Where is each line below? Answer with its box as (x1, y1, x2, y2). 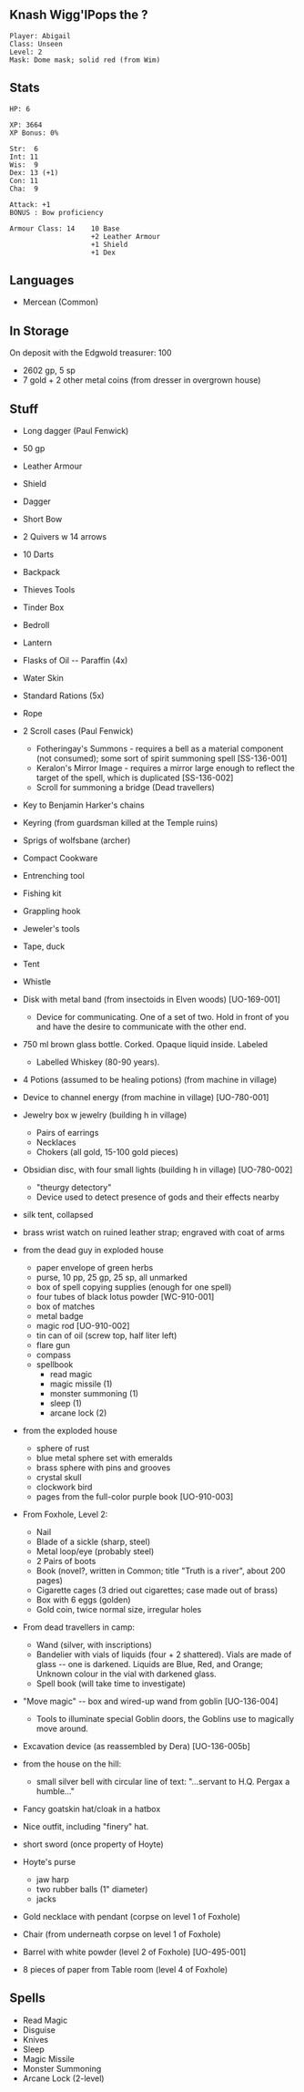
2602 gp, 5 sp (22, 365, 76, 376)
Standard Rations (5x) (22, 690, 105, 701)
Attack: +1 (9, 200, 51, 209)
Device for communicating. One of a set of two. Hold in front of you (35, 1012, 289, 1023)
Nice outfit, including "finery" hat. (22, 1821, 149, 1832)
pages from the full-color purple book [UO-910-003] (35, 1491, 234, 1502)
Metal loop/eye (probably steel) (35, 1546, 155, 1557)
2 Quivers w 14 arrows (22, 531, 107, 542)
